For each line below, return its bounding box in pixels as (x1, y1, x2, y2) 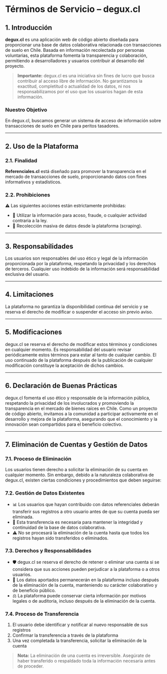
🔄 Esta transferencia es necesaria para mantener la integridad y (12, 519, 143, 525)
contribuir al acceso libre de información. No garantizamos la (17, 78, 143, 84)
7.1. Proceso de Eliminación (5, 455, 72, 462)
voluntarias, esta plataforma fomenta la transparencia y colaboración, (5, 52, 148, 58)
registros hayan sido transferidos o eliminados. (12, 535, 109, 541)
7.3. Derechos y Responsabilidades (5, 547, 92, 554)
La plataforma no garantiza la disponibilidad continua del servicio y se (5, 303, 149, 310)
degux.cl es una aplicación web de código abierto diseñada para (5, 36, 139, 42)
